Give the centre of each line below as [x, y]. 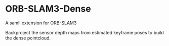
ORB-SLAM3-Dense [48, 9]
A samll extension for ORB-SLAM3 [41, 23]
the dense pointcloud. [28, 38]
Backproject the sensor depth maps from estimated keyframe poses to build [85, 32]
